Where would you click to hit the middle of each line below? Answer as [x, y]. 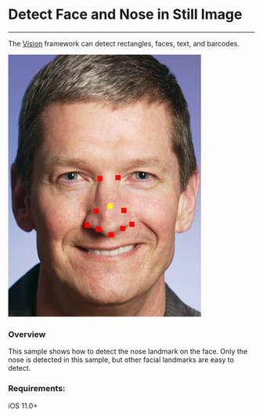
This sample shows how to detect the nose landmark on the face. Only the [128, 352]
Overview [27, 334]
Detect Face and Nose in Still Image [125, 15]
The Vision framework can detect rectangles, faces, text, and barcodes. [124, 43]
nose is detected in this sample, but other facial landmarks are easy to [121, 360]
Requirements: [37, 389]
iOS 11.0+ [23, 405]
